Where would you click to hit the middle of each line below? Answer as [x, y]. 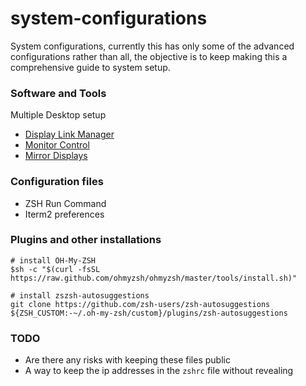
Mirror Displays [56, 156]
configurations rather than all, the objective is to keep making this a [149, 56]
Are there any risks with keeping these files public [127, 360]
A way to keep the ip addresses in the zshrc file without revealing [159, 371]
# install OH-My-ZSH [53, 260]
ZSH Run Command [65, 203]
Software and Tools [58, 93]
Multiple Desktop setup [58, 115]
